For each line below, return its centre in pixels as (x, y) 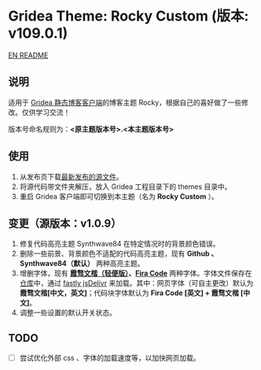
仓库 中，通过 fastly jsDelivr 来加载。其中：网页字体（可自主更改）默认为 (136, 283)
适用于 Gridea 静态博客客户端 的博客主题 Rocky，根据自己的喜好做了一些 (125, 102)
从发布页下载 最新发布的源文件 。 (71, 176)
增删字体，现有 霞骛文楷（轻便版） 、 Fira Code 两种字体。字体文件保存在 (136, 273)
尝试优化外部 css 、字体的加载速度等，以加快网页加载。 (110, 358)
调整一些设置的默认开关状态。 (68, 313)
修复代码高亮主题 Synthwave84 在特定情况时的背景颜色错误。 (119, 244)
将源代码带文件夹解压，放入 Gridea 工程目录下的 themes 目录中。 (125, 187)
